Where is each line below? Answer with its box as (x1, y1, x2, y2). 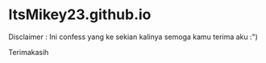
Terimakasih (8, 47, 49, 57)
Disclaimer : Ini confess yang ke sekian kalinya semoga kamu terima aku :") (8, 32, 258, 41)
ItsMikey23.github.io (8, 6, 152, 24)
